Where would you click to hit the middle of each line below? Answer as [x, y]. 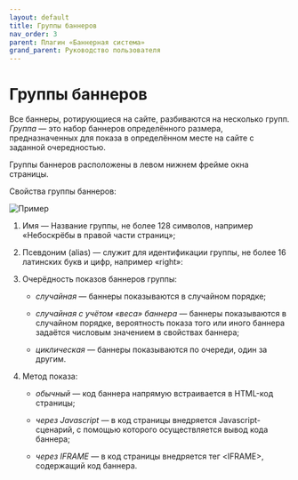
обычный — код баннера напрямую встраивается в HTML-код [154, 394]
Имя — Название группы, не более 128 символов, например [137, 226]
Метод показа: [50, 376]
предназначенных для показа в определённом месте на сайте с [132, 138]
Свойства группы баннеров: [63, 191]
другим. [51, 359]
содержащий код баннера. [86, 466]
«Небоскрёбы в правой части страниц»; [99, 236]
